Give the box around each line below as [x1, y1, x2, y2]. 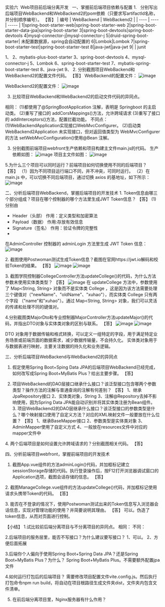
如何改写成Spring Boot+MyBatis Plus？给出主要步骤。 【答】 [12, 371, 136, 376]
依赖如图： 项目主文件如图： [12, 152, 89, 157]
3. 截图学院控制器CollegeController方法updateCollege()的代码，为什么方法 [5, 273, 157, 279]
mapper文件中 [12, 430, 41, 436]
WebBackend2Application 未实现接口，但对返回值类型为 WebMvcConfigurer [5, 129, 160, 135]
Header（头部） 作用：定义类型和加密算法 [12, 213, 98, 218]
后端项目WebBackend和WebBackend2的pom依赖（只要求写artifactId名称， [5, 10, 158, 16]
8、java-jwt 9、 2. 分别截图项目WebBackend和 [40, 67, 135, 72]
